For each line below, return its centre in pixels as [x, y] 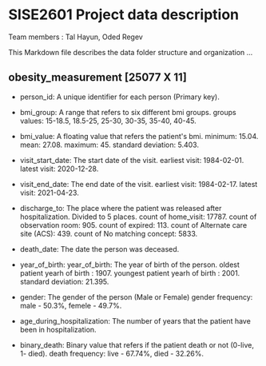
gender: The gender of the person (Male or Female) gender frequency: [136, 296]
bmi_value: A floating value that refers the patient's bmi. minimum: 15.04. [139, 136]
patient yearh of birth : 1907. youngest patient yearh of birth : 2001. [130, 273]
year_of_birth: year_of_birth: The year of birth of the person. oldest [129, 265]
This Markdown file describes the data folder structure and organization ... [131, 52]
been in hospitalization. [58, 329]
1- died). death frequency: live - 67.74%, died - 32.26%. [112, 353]
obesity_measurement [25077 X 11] [98, 78]
